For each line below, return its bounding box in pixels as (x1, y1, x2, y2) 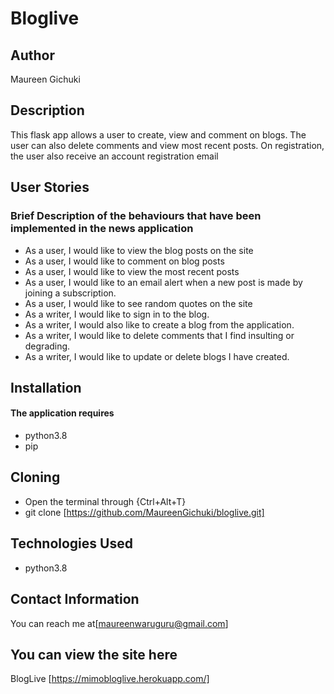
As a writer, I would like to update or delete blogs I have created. (24, 350, 290, 362)
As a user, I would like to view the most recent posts (24, 265, 240, 277)
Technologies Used (10, 535, 133, 552)
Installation (10, 379, 82, 396)
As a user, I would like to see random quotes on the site (24, 297, 253, 309)
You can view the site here (10, 646, 178, 663)
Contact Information (10, 591, 140, 608)
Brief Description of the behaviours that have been (10, 209, 262, 223)
